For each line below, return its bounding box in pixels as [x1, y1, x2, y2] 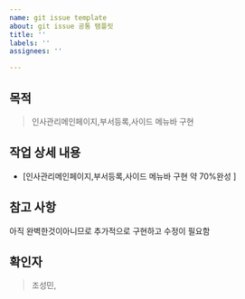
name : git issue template [9, 13, 107, 23]
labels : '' [9, 38, 51, 48]
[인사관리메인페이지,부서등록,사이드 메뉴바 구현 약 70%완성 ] [22, 171, 237, 182]
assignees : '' [9, 47, 63, 56]
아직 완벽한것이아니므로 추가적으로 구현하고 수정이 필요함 [9, 225, 211, 236]
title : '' [9, 30, 47, 39]
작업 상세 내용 [9, 145, 81, 161]
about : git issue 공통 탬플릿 [9, 22, 114, 31]
